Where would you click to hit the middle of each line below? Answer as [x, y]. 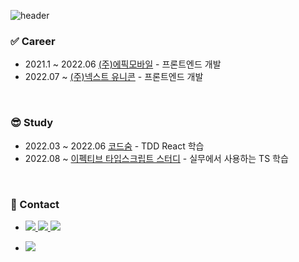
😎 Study [32, 123]
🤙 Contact [35, 204]
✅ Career [33, 41]
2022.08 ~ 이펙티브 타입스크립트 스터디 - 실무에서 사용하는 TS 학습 [156, 158]
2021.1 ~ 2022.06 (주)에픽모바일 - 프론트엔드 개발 [123, 64]
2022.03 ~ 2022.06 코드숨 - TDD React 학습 [114, 146]
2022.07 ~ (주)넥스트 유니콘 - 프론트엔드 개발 [114, 77]
